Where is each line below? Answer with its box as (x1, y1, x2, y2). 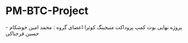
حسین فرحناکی (5, 29, 39, 37)
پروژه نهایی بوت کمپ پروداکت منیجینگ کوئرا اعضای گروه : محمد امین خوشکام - (5, 24, 183, 31)
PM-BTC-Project (5, 4, 88, 18)
